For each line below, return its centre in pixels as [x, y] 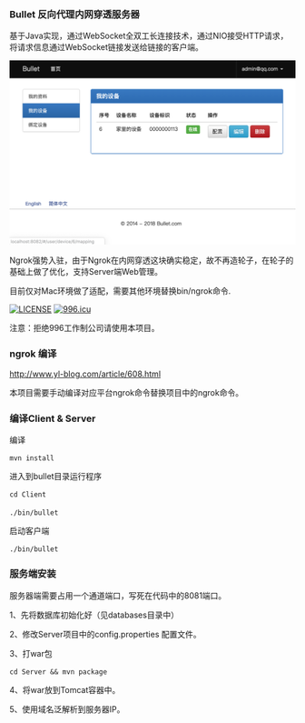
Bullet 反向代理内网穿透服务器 [75, 14]
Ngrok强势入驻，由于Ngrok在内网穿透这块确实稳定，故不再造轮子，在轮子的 [152, 260]
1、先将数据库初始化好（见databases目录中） [94, 615]
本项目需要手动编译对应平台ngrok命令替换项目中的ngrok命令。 [126, 392]
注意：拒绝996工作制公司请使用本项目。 [85, 327]
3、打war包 [31, 653]
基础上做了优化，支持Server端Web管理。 [86, 271]
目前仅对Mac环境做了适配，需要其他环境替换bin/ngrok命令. [120, 291]
